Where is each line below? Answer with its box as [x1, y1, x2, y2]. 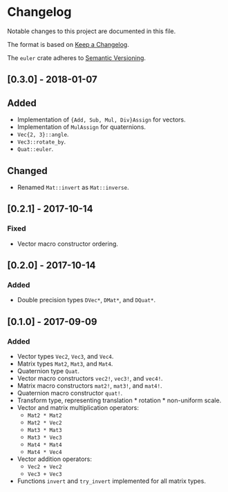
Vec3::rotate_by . [17, 137, 66, 146]
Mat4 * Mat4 [27, 442, 62, 449]
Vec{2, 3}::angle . [17, 130, 69, 139]
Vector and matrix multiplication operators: [17, 404, 140, 412]
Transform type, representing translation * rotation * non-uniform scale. [17, 396, 222, 404]
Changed [7, 165, 48, 177]
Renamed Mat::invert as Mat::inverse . [17, 183, 129, 191]
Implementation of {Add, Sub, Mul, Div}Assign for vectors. [17, 115, 186, 124]
